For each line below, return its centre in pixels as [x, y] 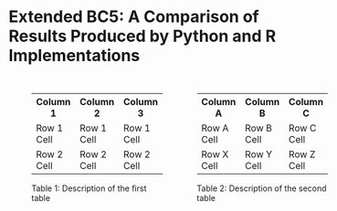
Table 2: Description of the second [262, 188]
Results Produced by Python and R [142, 36]
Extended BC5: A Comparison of [134, 17]
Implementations [74, 56]
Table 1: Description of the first [89, 188]
